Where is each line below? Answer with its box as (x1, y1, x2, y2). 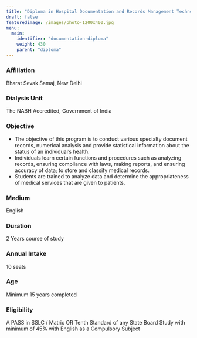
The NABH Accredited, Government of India (6, 107, 112, 114)
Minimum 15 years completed (6, 291, 77, 298)
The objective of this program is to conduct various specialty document (14, 136, 188, 143)
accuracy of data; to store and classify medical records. (14, 167, 150, 174)
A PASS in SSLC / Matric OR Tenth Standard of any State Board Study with (6, 319, 186, 326)
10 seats (6, 263, 26, 270)
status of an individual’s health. (14, 148, 90, 155)
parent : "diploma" (16, 47, 62, 53)
